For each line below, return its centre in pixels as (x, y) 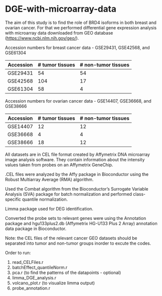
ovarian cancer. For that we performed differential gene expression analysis (81, 27)
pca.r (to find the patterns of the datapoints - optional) (66, 273)
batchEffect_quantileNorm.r (40, 267)
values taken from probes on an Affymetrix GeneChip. (59, 165)
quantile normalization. (45, 199)
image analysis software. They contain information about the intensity (75, 159)
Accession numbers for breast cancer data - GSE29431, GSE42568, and (77, 47)
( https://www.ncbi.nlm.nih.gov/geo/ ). (42, 38)
